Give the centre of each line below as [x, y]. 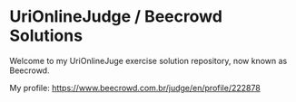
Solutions [46, 36]
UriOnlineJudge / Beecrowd [116, 17]
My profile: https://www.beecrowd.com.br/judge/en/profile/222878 [135, 88]
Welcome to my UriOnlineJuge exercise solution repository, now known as [148, 60]
